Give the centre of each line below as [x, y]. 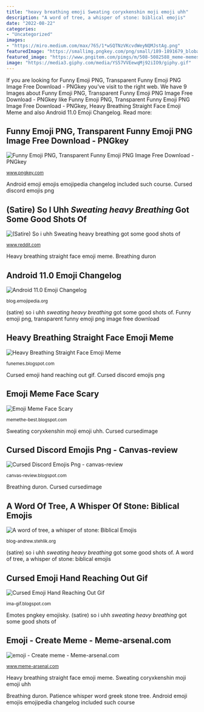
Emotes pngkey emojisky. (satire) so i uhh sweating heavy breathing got [97, 615]
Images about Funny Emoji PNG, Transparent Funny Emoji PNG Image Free [100, 93]
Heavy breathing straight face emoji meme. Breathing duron [81, 256]
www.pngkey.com [25, 173]
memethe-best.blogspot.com [37, 419]
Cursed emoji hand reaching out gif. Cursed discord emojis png [86, 375]
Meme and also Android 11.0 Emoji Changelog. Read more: [79, 112]
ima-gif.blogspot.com [29, 604]
